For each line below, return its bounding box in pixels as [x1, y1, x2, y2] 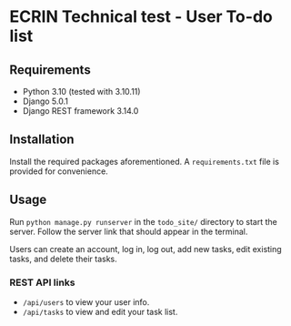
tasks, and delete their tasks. [9, 253, 118, 264]
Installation [9, 132, 75, 148]
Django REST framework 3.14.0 [22, 106, 139, 116]
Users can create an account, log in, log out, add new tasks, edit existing [9, 243, 282, 254]
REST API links [9, 276, 75, 289]
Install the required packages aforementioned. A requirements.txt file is [9, 156, 280, 167]
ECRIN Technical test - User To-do [9, 6, 273, 27]
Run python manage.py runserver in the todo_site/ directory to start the [9, 216, 277, 227]
